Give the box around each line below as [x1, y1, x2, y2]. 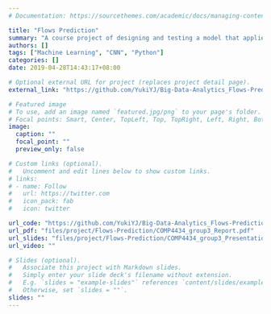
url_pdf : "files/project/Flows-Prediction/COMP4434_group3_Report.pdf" [8, 226, 254, 234]
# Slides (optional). [8, 256, 81, 264]
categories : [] [8, 56, 60, 64]
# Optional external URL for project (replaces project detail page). [8, 78, 251, 86]
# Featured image [8, 100, 67, 109]
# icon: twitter [8, 205, 70, 213]
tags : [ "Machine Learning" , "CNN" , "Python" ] [8, 49, 164, 57]
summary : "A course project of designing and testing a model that [8, 34, 240, 42]
